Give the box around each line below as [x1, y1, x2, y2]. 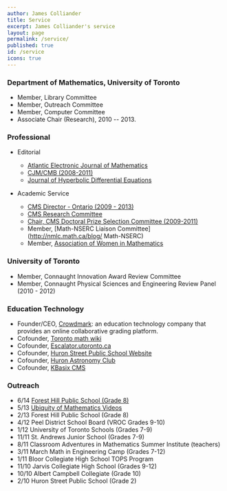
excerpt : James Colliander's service [7, 23, 116, 30]
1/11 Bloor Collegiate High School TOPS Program [17, 455, 153, 463]
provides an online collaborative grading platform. [17, 326, 159, 335]
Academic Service [17, 189, 69, 198]
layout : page [7, 29, 45, 36]
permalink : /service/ [7, 36, 69, 43]
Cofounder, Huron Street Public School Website [17, 348, 153, 357]
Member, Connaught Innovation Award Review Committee [17, 272, 182, 280]
